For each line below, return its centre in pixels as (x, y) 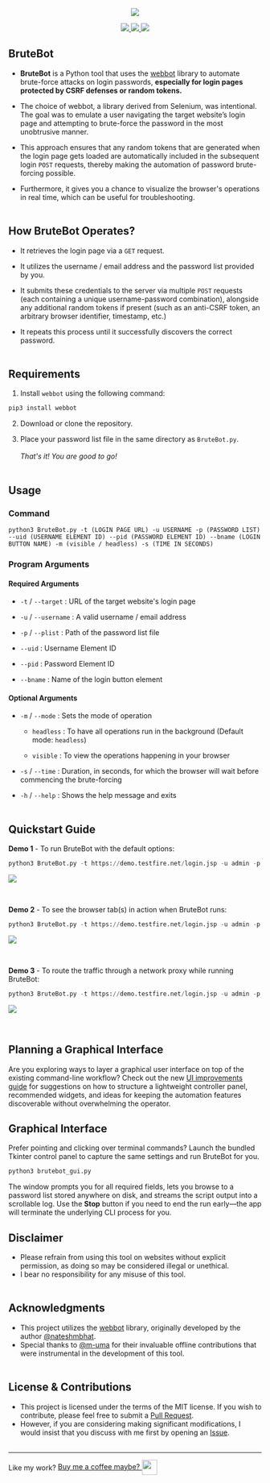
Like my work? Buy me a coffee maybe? (74, 1467)
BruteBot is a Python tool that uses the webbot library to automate (130, 73)
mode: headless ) (59, 740)
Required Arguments (44, 584)
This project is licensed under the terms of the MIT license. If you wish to (141, 1406)
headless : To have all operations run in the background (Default (137, 731)
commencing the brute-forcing (71, 780)
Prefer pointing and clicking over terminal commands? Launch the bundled (132, 1148)
